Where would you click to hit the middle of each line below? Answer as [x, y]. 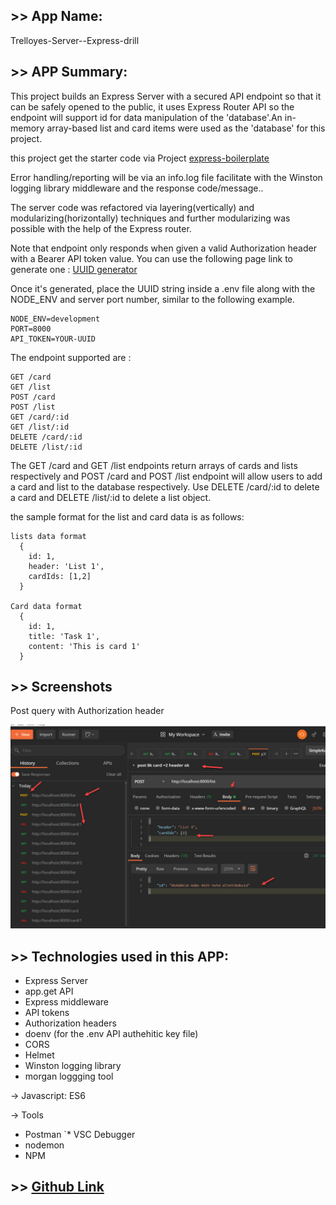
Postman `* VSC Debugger [80, 1135]
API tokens [47, 1013]
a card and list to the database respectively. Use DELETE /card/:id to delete [165, 486]
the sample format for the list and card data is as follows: [127, 516]
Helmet [39, 1055]
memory [27, 128]
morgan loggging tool [69, 1076]
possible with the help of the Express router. [101, 228]
